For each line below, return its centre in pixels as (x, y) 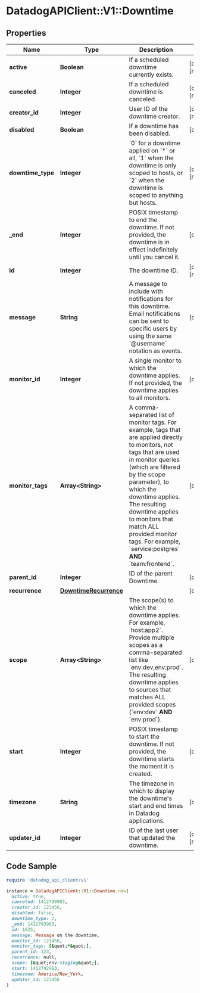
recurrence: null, (35, 957)
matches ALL (147, 697)
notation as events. (155, 351)
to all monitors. (150, 398)
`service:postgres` (154, 549)
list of (166, 415)
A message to (148, 284)
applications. (147, 821)
